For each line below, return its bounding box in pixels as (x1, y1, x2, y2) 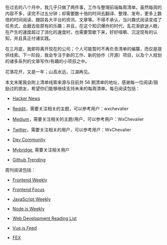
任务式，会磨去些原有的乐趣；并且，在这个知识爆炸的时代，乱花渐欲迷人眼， (5, 23, 162, 29)
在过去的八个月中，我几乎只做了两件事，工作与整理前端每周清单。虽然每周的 (5, 4, 162, 10)
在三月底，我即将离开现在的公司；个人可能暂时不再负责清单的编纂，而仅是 (5, 46, 158, 52)
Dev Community (12, 137, 46, 142)
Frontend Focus (12, 186, 45, 192)
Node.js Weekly (12, 206, 45, 212)
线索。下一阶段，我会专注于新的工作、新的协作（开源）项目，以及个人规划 (9, 52, 162, 58)
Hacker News (12, 96, 41, 101)
